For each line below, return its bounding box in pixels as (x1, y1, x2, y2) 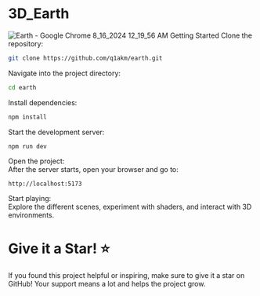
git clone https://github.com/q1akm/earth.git (8, 54, 163, 62)
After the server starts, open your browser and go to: (8, 165, 179, 174)
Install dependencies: (8, 97, 78, 107)
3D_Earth (8, 5, 70, 23)
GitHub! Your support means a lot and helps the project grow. (8, 280, 206, 289)
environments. (8, 210, 55, 220)
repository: (8, 38, 44, 48)
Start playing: (8, 194, 52, 203)
